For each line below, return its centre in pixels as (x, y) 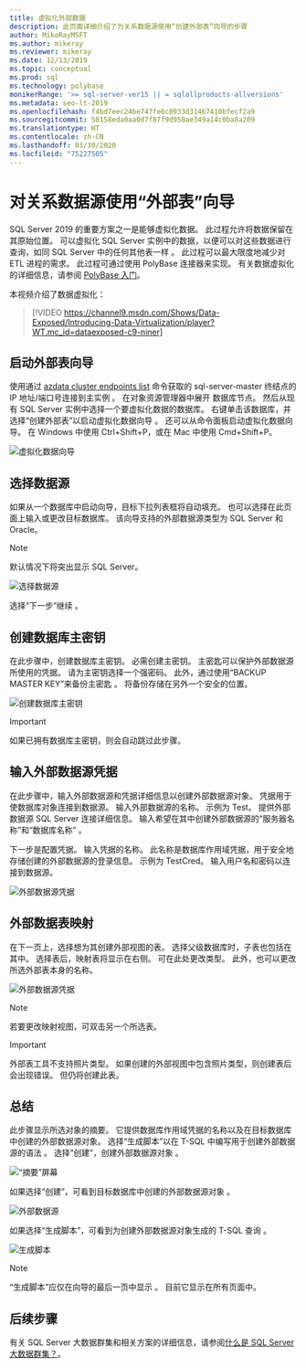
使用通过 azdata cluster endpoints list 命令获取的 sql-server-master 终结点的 (153, 387)
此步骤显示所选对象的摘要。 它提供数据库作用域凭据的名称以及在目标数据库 (151, 1130)
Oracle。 (26, 530)
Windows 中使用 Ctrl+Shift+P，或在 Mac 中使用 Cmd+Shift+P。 (158, 432)
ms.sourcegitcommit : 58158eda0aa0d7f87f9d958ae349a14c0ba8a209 (132, 120)
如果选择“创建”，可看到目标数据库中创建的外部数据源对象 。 (122, 1192)
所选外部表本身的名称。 (53, 970)
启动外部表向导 (52, 362)
